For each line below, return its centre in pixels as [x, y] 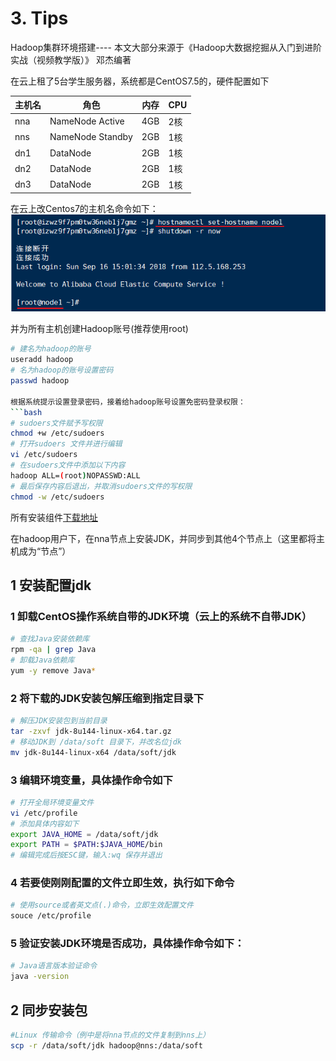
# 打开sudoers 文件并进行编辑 [66, 444]
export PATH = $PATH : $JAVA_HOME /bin [86, 845]
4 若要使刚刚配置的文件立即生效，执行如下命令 [122, 883]
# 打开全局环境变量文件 [52, 802]
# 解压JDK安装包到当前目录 [59, 721]
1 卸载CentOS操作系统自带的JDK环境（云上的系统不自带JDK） [161, 616]
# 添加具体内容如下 [45, 823]
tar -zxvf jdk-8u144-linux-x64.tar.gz [91, 731]
